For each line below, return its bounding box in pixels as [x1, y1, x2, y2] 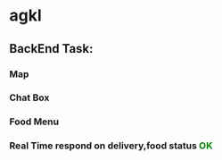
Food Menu [9, 115, 60, 128]
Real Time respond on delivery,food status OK [9, 139, 213, 152]
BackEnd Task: [9, 41, 94, 56]
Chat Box [9, 91, 50, 104]
